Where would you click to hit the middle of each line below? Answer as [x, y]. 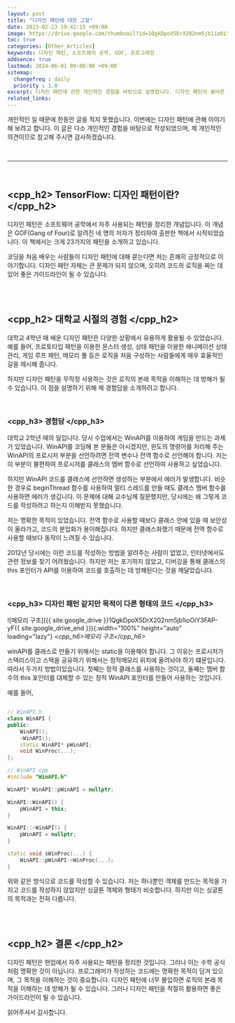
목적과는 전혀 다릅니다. [45, 898]
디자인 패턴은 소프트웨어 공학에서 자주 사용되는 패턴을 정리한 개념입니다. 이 [109, 224]
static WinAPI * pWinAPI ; [56, 744]
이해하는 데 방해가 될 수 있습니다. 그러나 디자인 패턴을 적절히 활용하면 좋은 [121, 988]
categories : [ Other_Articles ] [51, 46]
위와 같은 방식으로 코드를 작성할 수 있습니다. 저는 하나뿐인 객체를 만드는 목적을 [114, 881]
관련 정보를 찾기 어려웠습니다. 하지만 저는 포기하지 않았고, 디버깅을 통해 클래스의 [116, 561]
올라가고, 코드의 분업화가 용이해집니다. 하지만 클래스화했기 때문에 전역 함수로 [119, 529]
